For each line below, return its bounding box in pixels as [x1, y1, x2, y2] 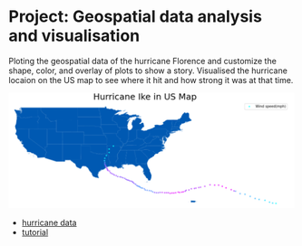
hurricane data [21, 217, 77, 228]
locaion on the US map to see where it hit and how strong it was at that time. [8, 74, 294, 85]
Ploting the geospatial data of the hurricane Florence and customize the [8, 55, 278, 66]
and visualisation [8, 25, 141, 46]
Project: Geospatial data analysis [8, 6, 262, 27]
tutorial [21, 227, 49, 238]
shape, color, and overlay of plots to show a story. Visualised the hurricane [8, 65, 287, 76]
